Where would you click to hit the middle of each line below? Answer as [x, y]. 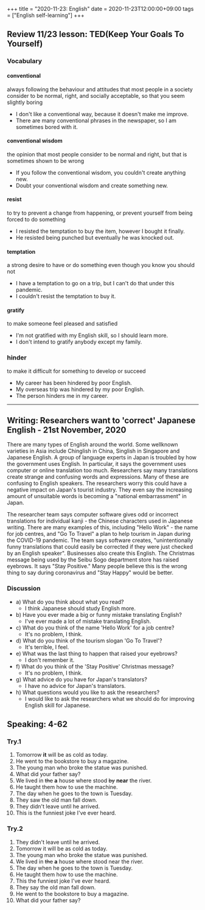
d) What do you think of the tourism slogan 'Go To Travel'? [89, 641]
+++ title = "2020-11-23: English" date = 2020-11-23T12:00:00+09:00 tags [100, 9]
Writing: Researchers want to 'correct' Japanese [101, 421]
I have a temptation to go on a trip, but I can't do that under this [95, 283]
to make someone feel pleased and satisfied [62, 324]
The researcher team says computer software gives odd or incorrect [93, 515]
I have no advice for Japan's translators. [75, 686]
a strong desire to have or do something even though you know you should [101, 265]
